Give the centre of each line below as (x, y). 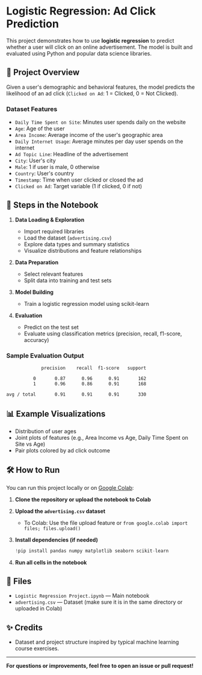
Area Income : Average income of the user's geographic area (89, 135)
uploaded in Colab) (38, 609)
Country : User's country (44, 174)
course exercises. (37, 648)
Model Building (34, 292)
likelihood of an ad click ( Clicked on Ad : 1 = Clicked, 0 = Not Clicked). (92, 93)
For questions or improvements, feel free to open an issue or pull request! (100, 666)
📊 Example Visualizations (56, 414)
